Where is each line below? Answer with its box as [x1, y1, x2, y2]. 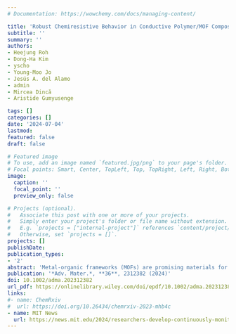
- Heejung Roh [7, 49, 49, 56]
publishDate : [7, 244, 46, 251]
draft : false [7, 140, 46, 148]
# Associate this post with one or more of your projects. [7, 212, 190, 219]
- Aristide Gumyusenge [7, 95, 74, 102]
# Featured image [7, 153, 58, 160]
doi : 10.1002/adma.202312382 [7, 277, 93, 284]
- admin [7, 82, 30, 89]
